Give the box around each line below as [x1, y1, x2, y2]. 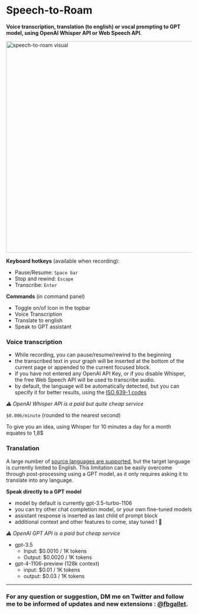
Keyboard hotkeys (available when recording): [6, 257, 120, 264]
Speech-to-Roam [6, 4, 93, 17]
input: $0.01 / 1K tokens [23, 566, 81, 573]
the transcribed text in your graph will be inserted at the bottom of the [14, 358, 184, 365]
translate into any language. [6, 476, 74, 484]
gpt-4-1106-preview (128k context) [14, 560, 100, 567]
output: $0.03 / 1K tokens [23, 572, 85, 579]
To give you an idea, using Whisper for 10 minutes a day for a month [6, 423, 171, 430]
